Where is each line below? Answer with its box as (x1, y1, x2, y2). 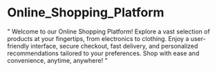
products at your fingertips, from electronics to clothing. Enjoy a (7, 34, 189, 42)
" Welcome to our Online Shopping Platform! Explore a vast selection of (7, 27, 211, 35)
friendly (7, 42, 30, 50)
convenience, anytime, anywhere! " (7, 56, 108, 64)
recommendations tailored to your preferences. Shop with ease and (7, 49, 200, 57)
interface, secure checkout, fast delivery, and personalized (30, 42, 198, 50)
